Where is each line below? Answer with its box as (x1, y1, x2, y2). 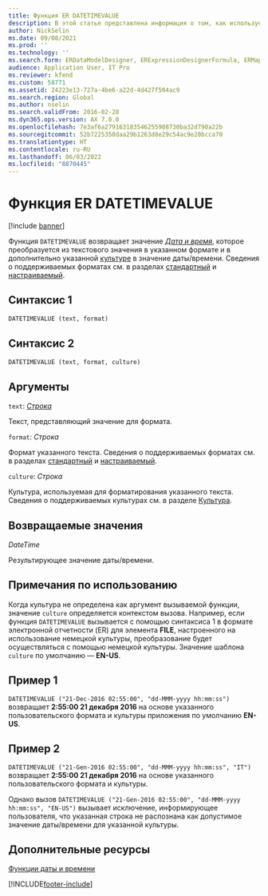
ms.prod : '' (8, 42, 48, 50)
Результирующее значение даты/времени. (8, 556, 154, 565)
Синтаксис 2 (8, 337, 75, 351)
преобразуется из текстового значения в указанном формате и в (8, 245, 231, 255)
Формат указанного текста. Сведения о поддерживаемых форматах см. (8, 448, 255, 458)
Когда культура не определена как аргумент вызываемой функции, (8, 600, 240, 609)
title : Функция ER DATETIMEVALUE (8, 11, 120, 20)
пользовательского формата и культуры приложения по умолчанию (8, 710, 242, 720)
